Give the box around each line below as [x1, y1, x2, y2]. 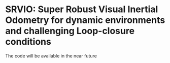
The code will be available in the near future [5, 52, 97, 59]
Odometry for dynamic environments [5, 14, 165, 26]
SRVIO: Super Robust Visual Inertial [5, 4, 158, 15]
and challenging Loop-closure [5, 25, 135, 37]
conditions [5, 36, 52, 48]
